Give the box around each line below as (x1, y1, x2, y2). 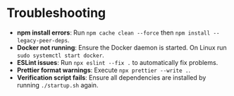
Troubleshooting (6, 5, 106, 21)
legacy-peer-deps (16, 37, 68, 44)
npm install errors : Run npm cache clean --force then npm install (16, 28, 211, 37)
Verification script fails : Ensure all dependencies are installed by (16, 73, 207, 82)
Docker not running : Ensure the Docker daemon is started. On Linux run (16, 43, 227, 52)
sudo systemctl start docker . (16, 51, 105, 59)
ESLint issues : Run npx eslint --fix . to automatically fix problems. (16, 58, 218, 66)
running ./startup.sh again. (16, 80, 99, 89)
